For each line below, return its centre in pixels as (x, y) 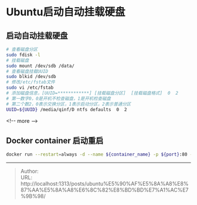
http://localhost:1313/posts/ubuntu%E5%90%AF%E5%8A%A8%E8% (104, 184)
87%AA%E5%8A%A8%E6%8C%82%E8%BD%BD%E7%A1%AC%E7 (104, 190)
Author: (30, 172)
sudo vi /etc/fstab (30, 88)
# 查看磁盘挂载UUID (27, 71)
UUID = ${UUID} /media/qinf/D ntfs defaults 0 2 (67, 109)
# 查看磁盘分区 (22, 49)
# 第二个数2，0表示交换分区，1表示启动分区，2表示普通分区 (69, 104)
